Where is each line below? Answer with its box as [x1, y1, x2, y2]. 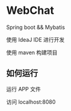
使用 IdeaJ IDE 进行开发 [6, 36, 65, 43]
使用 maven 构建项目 [6, 49, 58, 56]
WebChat [6, 4, 54, 17]
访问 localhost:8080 [6, 98, 56, 106]
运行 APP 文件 [6, 85, 41, 92]
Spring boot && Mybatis [6, 24, 65, 31]
